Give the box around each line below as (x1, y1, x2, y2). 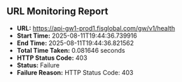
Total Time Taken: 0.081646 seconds (16, 46, 125, 54)
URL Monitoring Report (6, 6, 109, 17)
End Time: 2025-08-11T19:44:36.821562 (16, 38, 134, 47)
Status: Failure (16, 60, 60, 69)
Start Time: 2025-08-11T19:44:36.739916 (16, 31, 137, 40)
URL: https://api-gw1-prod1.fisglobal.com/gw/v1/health (16, 24, 176, 32)
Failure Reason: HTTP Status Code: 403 (16, 68, 134, 76)
